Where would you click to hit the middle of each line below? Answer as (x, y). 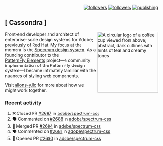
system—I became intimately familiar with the (50, 70)
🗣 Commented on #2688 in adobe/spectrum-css (62, 119)
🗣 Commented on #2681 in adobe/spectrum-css (61, 131)
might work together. (26, 90)
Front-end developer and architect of (42, 34)
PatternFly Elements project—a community (48, 60)
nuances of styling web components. (42, 76)
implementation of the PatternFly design (45, 65)
